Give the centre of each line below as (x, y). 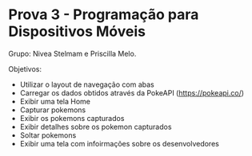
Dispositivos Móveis (77, 31)
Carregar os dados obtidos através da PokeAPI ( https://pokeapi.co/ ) (132, 92)
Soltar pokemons (48, 135)
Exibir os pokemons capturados (72, 118)
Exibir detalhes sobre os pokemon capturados (96, 127)
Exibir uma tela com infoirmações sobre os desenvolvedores (120, 143)
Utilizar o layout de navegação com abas (87, 84)
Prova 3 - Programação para (104, 15)
